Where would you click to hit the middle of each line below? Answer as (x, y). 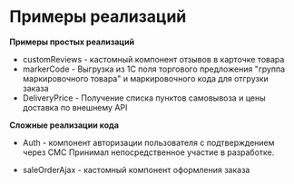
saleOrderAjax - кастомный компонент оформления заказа (136, 169)
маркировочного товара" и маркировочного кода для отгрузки (146, 78)
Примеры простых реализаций (72, 42)
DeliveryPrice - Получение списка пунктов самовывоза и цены (144, 98)
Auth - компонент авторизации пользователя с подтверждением (148, 142)
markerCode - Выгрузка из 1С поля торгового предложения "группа (154, 69)
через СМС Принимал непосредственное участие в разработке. (148, 152)
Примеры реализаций (98, 17)
